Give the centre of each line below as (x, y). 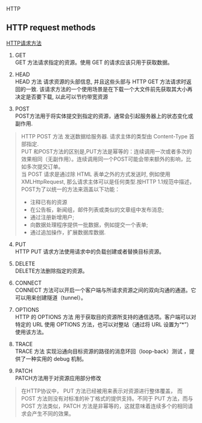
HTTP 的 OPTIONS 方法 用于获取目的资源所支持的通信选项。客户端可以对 (106, 317)
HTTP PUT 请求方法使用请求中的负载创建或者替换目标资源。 (90, 251)
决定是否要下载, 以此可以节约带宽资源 (62, 97)
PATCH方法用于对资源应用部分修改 (58, 378)
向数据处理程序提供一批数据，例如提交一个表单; (89, 224)
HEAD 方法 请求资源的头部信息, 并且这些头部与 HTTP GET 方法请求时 (101, 82)
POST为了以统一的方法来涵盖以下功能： (71, 189)
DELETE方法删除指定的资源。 (52, 271)
